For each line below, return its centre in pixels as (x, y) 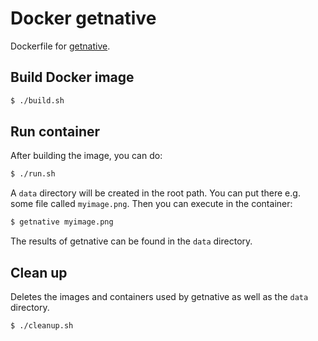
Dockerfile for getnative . (60, 46)
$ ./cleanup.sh (42, 326)
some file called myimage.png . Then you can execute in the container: (151, 204)
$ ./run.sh (33, 174)
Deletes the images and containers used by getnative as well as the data (159, 296)
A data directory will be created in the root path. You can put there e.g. (155, 193)
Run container (55, 132)
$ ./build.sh (37, 100)
